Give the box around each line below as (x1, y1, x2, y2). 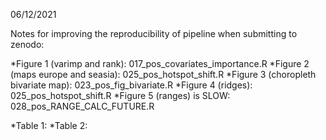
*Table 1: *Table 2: (10, 120, 88, 131)
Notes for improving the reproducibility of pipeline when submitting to (10, 28, 298, 39)
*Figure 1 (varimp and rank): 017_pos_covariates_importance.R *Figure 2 (10, 58, 310, 69)
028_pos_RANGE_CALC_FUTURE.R (10, 100, 155, 112)
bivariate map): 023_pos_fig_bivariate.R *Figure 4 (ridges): (10, 79, 253, 91)
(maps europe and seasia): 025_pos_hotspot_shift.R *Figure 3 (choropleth (10, 69, 317, 80)
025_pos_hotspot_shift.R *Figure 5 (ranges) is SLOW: (10, 90, 231, 101)
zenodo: (10, 39, 45, 50)
